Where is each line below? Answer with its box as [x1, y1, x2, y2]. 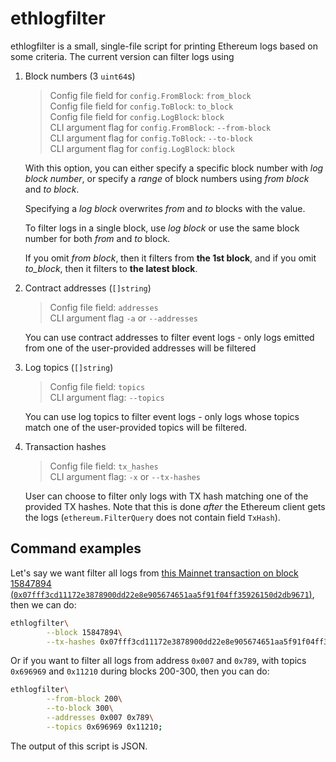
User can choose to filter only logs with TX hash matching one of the [24, 490, 309, 502]
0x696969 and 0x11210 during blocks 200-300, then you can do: [10, 665, 270, 677]
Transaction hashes [24, 440, 107, 452]
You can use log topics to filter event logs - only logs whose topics [24, 410, 300, 422]
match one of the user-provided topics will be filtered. [24, 421, 247, 433]
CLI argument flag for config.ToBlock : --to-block [49, 132, 253, 144]
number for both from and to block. [24, 232, 171, 244]
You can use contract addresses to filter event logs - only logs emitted [24, 331, 315, 343]
